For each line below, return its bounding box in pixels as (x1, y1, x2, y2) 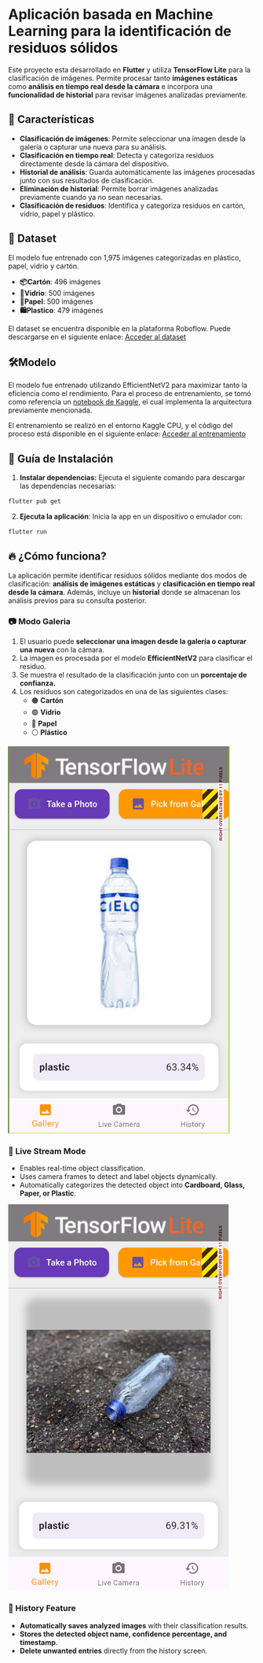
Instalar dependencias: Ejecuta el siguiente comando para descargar (19, 473, 246, 482)
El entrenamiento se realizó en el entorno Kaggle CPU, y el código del (8, 421, 233, 431)
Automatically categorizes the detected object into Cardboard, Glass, (19, 1181, 246, 1190)
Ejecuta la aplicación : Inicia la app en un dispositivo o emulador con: (19, 512, 243, 521)
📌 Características (8, 113, 95, 127)
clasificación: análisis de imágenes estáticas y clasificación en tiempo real (8, 578, 255, 588)
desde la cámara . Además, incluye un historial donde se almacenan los (8, 587, 241, 597)
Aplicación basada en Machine (8, 6, 214, 24)
